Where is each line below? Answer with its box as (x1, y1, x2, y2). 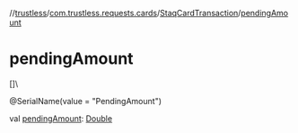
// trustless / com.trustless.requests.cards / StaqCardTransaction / (9, 8, 241, 18)
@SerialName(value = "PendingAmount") (9, 95, 162, 106)
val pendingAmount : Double (9, 112, 113, 124)
